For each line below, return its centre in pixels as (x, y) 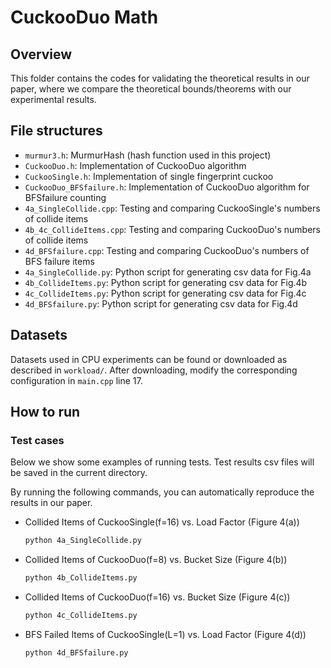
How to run (45, 412)
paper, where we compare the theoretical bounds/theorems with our (151, 89)
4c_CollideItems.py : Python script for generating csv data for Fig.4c (165, 293)
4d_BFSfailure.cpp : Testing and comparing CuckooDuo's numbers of (167, 250)
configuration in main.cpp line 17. (76, 380)
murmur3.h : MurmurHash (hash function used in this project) (148, 155)
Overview (41, 54)
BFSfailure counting (65, 197)
